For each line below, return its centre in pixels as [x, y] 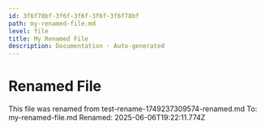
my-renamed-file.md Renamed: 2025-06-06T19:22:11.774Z [107, 118]
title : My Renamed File [49, 39]
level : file [28, 31]
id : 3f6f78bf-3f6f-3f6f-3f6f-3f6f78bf [74, 16]
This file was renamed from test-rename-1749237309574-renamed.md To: [133, 109]
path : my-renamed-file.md [52, 24]
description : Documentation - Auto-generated [86, 46]
